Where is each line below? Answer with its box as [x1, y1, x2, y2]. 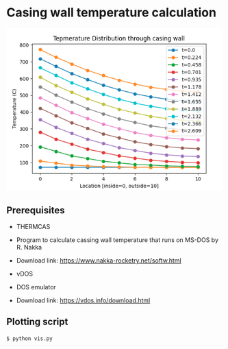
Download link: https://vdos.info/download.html [16, 296, 151, 304]
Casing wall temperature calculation [6, 5, 217, 21]
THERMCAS [16, 223, 51, 230]
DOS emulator [16, 283, 56, 291]
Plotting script [6, 316, 68, 328]
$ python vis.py [6, 335, 53, 342]
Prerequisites [6, 204, 65, 216]
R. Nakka [16, 243, 42, 251]
